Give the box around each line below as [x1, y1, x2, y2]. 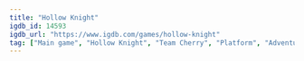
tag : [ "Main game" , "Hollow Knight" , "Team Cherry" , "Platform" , [9, 38, 261, 48]
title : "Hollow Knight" [9, 13, 100, 22]
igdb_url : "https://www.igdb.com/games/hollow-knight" [9, 30, 221, 39]
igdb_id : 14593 [9, 22, 67, 30]
